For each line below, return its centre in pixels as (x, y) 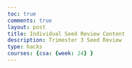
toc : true (22, 14)
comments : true (30, 21)
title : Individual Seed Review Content (66, 34)
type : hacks (25, 47)
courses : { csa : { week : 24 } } (50, 54)
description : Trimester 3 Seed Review (65, 40)
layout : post (27, 27)
